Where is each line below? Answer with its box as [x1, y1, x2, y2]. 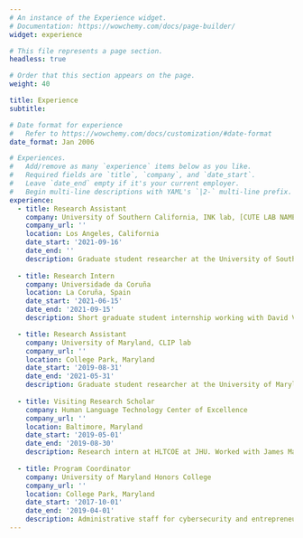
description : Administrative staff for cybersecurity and [25, 514, 248, 524]
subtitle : [9, 104, 47, 113]
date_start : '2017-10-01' [25, 498, 124, 507]
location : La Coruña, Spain [25, 288, 131, 297]
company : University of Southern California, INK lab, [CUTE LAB [25, 212, 277, 222]
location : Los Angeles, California [25, 230, 160, 239]
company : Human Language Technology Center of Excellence [25, 405, 248, 414]
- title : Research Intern [17, 271, 115, 280]
